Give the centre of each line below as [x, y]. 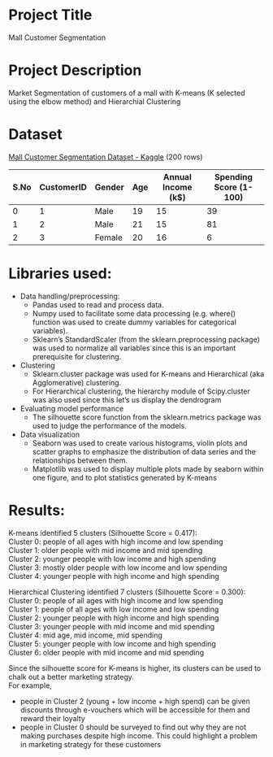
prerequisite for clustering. [77, 356]
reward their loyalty [52, 718]
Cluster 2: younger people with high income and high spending [114, 618]
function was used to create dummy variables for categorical [134, 322]
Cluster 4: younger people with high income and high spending [114, 576]
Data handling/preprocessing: [70, 296]
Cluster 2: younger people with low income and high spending [113, 559]
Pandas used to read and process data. [98, 305]
